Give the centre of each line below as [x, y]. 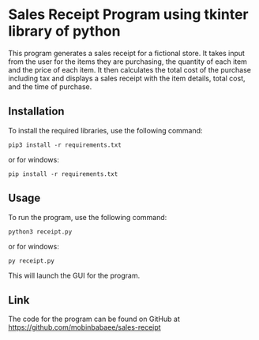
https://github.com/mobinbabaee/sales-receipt [84, 327]
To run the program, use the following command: [88, 217]
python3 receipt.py [40, 232]
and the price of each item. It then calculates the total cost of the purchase [129, 69]
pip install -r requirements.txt [63, 174]
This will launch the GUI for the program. [74, 275]
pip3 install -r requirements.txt [65, 145]
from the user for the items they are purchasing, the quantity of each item [128, 62]
